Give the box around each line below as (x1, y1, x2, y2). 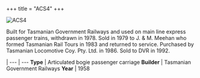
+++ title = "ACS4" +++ (6, 5, 65, 12)
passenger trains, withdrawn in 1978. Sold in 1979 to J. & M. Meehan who (6, 35, 187, 41)
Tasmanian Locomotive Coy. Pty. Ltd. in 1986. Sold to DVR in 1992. (6, 47, 170, 54)
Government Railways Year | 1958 (6, 65, 90, 72)
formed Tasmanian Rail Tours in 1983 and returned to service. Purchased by (6, 41, 194, 48)
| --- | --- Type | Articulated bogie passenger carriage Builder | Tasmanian (6, 59, 191, 65)
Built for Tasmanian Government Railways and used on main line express (6, 28, 186, 35)
